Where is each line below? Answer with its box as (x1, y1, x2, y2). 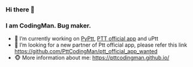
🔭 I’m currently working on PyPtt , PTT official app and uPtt (14, 35, 158, 42)
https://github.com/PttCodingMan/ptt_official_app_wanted (14, 48, 158, 55)
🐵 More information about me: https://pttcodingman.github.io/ (14, 54, 170, 62)
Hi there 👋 (5, 5, 35, 14)
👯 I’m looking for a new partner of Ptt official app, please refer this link (14, 41, 188, 48)
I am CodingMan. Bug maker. (5, 21, 91, 29)
